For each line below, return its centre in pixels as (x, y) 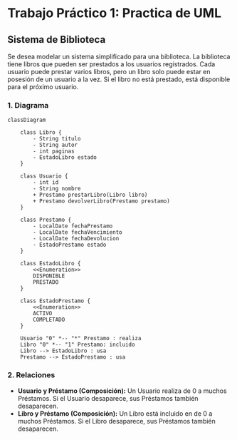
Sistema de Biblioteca (57, 40)
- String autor (56, 145)
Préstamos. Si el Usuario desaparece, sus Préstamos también (108, 398)
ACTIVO (43, 314)
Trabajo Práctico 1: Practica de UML (115, 13)
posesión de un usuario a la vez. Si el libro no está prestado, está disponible (119, 79)
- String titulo (57, 139)
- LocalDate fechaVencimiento (78, 232)
